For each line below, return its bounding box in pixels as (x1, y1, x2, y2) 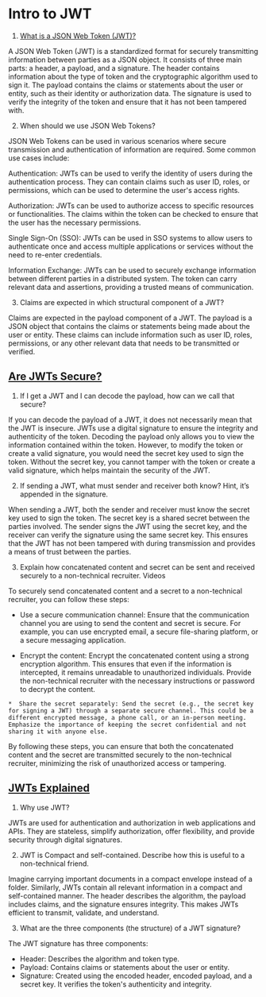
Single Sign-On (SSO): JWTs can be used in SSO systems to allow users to (8, 233, 253, 242)
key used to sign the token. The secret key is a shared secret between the (8, 513, 250, 523)
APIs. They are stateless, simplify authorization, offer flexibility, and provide (8, 826, 256, 836)
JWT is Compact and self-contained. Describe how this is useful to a (19, 850, 245, 860)
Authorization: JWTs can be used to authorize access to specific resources (8, 200, 254, 211)
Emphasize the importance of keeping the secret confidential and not (8, 721, 247, 728)
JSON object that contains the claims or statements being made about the (8, 321, 250, 330)
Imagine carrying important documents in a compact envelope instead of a (8, 874, 253, 883)
